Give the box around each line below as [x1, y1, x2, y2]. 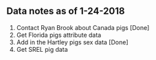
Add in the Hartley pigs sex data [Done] [16, 37, 129, 46]
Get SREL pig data [16, 45, 68, 53]
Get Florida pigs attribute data [16, 31, 102, 39]
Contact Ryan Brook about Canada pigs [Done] [16, 23, 150, 31]
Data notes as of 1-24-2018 [6, 5, 125, 17]
